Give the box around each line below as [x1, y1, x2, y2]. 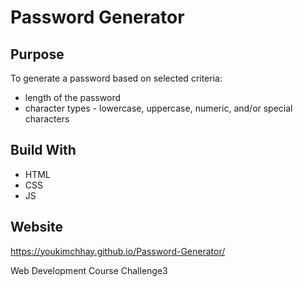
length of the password [24, 92, 122, 103]
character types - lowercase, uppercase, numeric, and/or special [24, 102, 293, 114]
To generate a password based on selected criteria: [10, 72, 223, 84]
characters [24, 113, 70, 125]
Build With [10, 142, 77, 159]
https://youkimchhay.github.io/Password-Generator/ [10, 245, 226, 257]
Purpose [10, 46, 65, 63]
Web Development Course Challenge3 [10, 264, 168, 276]
